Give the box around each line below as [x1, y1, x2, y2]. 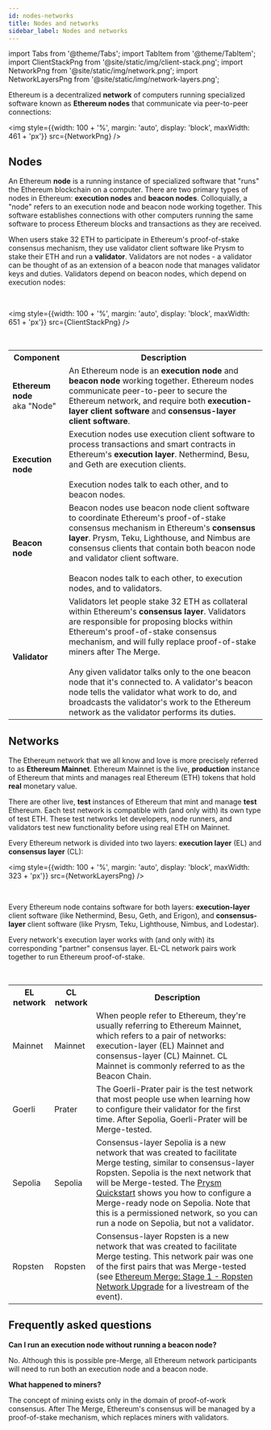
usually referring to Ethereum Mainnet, [95, 1021, 242, 1031]
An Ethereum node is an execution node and [68, 365, 240, 376]
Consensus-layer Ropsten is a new [95, 1231, 230, 1241]
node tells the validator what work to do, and [68, 687, 237, 698]
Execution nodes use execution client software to [68, 429, 256, 440]
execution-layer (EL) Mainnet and [95, 1041, 224, 1051]
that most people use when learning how [95, 1094, 251, 1104]
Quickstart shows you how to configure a [95, 1187, 252, 1198]
